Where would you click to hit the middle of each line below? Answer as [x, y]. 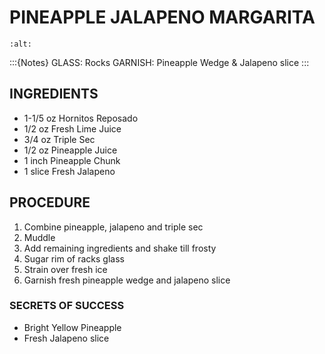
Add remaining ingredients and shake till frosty [120, 248]
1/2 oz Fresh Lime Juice [72, 128]
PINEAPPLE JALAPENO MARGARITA [162, 17]
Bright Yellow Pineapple [72, 327]
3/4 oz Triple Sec [59, 139]
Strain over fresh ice [65, 269]
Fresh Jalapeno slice [66, 338]
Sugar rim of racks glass [74, 258]
